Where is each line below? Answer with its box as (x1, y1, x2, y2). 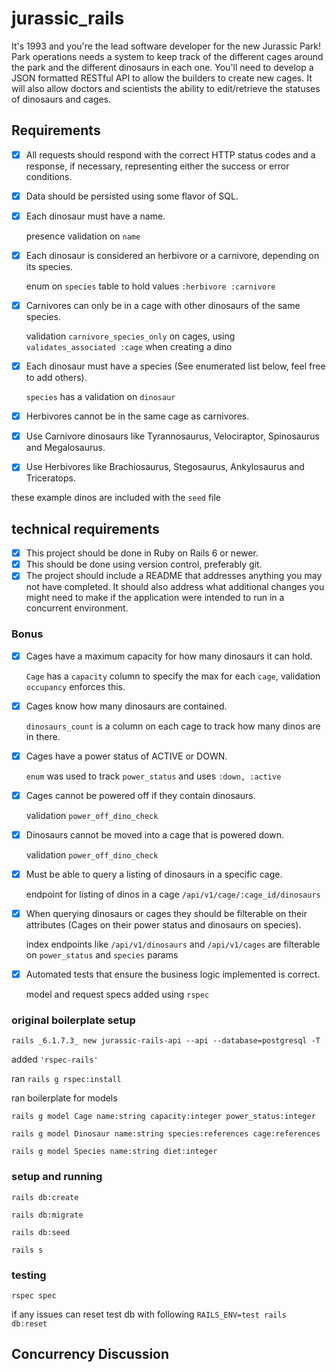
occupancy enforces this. (25, 680, 126, 692)
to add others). (25, 372, 88, 384)
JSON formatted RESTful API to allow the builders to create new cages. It (11, 72, 313, 84)
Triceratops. (25, 472, 76, 484)
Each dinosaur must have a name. (25, 210, 166, 222)
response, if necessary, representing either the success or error (25, 160, 290, 172)
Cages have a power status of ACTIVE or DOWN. (25, 750, 228, 762)
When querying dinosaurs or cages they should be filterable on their (25, 907, 308, 919)
